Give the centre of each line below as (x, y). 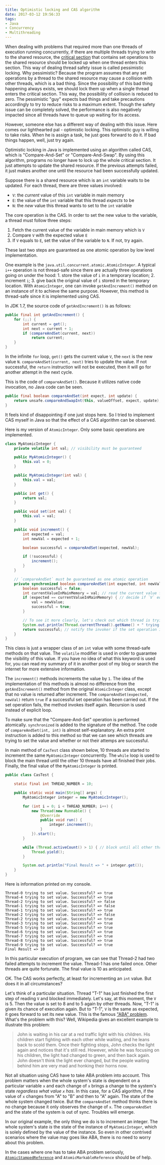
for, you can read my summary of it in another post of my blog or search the (82, 664)
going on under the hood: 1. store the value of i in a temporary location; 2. (80, 275)
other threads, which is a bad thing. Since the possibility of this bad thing (79, 83)
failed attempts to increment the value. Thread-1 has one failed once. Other (81, 964)
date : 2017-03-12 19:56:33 (33, 14)
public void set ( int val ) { (42, 511)
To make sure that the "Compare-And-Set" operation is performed (72, 720)
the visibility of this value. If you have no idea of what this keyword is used (80, 659)
